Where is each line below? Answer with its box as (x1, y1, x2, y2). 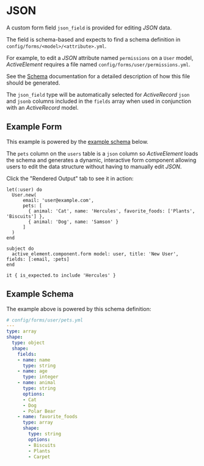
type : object (12, 340, 45, 346)
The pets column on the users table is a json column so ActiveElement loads (6, 149, 199, 157)
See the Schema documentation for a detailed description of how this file (6, 72, 191, 80)
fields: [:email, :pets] (6, 256, 70, 262)
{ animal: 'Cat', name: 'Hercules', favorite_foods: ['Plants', (28, 208, 195, 214)
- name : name (17, 356, 51, 363)
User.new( (12, 192, 37, 198)
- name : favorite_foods (17, 414, 78, 420)
